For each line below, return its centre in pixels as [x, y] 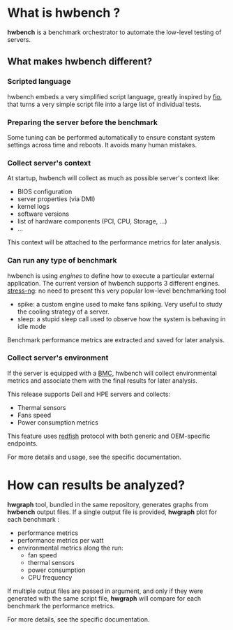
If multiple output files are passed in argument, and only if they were [105, 591]
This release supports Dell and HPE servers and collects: [89, 394]
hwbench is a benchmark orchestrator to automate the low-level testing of [114, 32]
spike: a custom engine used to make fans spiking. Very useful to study [120, 304]
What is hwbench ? [64, 13]
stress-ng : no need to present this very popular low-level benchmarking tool [117, 291]
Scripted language [39, 82]
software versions [43, 214]
